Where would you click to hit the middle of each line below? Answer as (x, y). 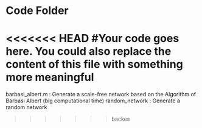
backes (121, 119)
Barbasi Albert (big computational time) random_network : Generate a (93, 101)
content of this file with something (94, 64)
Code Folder (37, 11)
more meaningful (50, 77)
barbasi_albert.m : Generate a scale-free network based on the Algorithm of (101, 94)
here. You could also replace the (89, 52)
